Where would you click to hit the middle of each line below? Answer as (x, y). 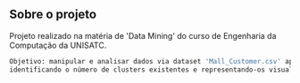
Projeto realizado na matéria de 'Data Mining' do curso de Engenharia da (143, 35)
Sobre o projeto (53, 15)
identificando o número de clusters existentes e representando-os (137, 70)
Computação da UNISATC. (58, 45)
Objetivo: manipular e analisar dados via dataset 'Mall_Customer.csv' (145, 61)
